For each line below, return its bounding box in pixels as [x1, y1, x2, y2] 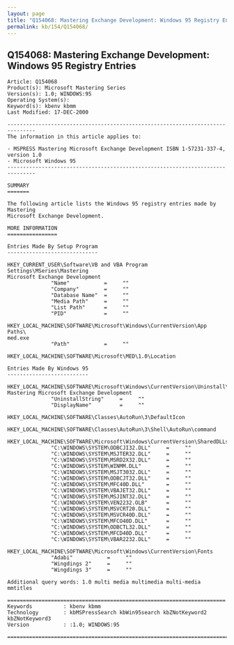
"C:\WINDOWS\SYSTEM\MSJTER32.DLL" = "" [51, 450, 192, 457]
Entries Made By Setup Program [7, 243, 98, 250]
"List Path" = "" [51, 304, 130, 311]
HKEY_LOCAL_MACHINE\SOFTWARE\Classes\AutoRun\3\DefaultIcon [7, 414, 186, 421]
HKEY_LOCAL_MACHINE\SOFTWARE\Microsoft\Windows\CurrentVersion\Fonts [7, 548, 214, 555]
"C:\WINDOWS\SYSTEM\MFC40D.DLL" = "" [51, 481, 192, 488]
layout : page [7, 10, 45, 17]
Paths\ [7, 328, 26, 335]
